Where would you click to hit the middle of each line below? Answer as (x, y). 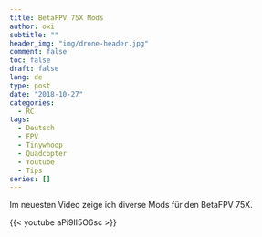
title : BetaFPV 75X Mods (57, 18)
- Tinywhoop (41, 145)
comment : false (38, 52)
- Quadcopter (42, 153)
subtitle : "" (34, 35)
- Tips (30, 170)
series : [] (30, 179)
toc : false (30, 60)
